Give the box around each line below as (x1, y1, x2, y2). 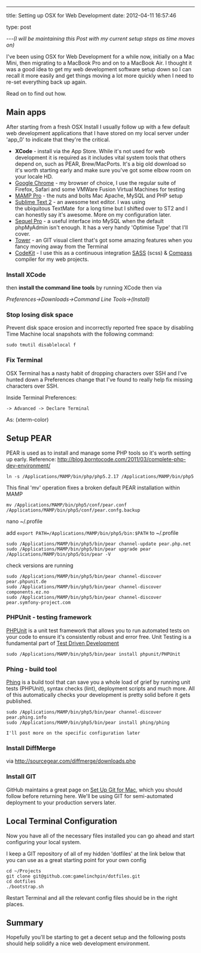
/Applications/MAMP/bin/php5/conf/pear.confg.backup (6, 507, 141, 513)
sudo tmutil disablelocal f (6, 342, 77, 348)
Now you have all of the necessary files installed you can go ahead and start (6, 832, 194, 839)
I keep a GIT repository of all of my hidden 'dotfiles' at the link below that (6, 850, 185, 857)
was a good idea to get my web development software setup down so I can (6, 66, 191, 72)
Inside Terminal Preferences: (6, 394, 77, 401)
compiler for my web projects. (14, 255, 89, 263)
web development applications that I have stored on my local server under (6, 129, 190, 136)
